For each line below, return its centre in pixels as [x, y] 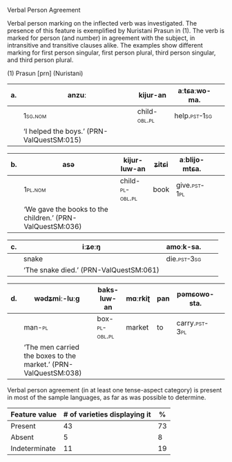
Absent [22, 437]
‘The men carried [51, 347]
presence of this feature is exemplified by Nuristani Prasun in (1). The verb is [116, 31]
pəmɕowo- [196, 294]
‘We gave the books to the [66, 209]
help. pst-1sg [193, 115]
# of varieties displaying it [107, 414]
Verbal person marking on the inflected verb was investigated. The [102, 23]
